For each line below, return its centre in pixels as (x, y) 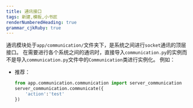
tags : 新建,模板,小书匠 (32, 17)
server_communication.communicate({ (59, 89)
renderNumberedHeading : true (41, 22)
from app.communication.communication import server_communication (98, 83)
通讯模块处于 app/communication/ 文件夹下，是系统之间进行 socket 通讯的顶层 (96, 45)
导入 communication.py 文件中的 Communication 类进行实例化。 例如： (96, 60)
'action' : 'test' (45, 94)
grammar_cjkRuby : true (34, 28)
